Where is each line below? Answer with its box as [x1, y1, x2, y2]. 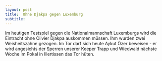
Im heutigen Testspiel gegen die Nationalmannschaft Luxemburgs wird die [5, 30, 157, 36]
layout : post [5, 7, 32, 12]
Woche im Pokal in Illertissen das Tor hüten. [5, 51, 95, 57]
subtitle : [5, 16, 26, 21]
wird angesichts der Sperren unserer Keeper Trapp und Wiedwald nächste [5, 46, 157, 52]
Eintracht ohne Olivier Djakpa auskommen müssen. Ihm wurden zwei [5, 35, 145, 41]
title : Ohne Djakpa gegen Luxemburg [5, 12, 83, 17]
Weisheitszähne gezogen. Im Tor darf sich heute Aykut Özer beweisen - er [5, 41, 157, 47]
